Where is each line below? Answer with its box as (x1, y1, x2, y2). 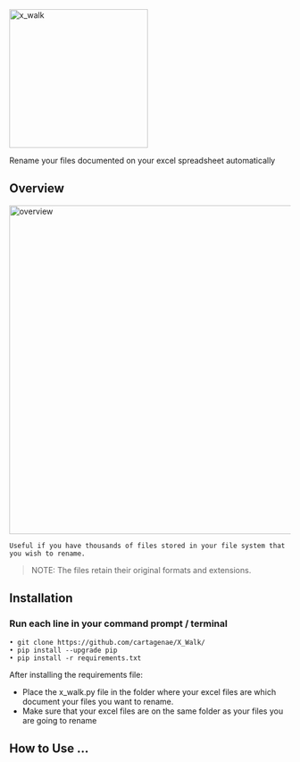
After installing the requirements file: (9, 669, 143, 680)
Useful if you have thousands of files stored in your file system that (9, 541, 286, 550)
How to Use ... (9, 741, 89, 756)
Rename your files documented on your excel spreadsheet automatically (9, 156, 276, 165)
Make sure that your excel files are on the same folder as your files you (21, 706, 284, 716)
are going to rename (21, 715, 97, 725)
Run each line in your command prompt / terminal (9, 617, 228, 630)
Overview (9, 181, 65, 196)
